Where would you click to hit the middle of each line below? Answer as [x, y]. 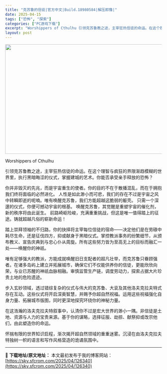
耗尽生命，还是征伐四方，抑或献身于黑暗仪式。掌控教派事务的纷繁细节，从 [81, 236]
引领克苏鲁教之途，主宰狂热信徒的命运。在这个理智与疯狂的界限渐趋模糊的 [81, 171]
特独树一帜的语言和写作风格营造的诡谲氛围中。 [53, 340]
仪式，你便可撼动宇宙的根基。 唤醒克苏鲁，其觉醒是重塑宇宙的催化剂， [86, 206]
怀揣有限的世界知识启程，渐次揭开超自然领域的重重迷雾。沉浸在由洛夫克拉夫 [83, 334]
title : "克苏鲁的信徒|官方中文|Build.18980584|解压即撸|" [61, 10]
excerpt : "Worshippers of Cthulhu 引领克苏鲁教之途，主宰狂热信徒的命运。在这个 [83, 28]
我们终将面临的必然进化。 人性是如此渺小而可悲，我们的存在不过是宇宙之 [80, 194]
